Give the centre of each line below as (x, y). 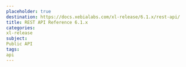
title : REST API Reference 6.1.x (47, 22)
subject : (17, 38)
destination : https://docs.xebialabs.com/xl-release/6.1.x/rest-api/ (93, 17)
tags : (13, 50)
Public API (19, 44)
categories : (21, 28)
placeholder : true (29, 11)
